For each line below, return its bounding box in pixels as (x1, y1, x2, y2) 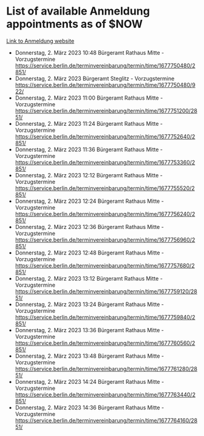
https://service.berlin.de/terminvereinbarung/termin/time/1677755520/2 (15, 184, 195, 192)
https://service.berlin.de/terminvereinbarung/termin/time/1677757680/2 (15, 262, 195, 269)
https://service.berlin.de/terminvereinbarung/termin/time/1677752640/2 (15, 132, 195, 140)
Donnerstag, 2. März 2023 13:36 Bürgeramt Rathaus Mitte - (15, 326, 164, 333)
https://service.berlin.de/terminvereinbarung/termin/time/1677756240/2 (15, 210, 195, 217)
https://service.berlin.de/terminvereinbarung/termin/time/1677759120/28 (15, 287, 197, 295)
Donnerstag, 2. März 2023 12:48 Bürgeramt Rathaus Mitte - (15, 249, 164, 256)
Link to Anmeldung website (6, 37, 75, 44)
